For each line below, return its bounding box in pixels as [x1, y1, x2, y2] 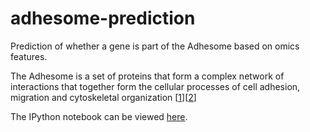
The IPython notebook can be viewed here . [10, 110, 188, 122]
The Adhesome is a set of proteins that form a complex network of [10, 70, 285, 82]
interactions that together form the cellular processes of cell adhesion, [10, 80, 301, 92]
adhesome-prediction [10, 7, 196, 30]
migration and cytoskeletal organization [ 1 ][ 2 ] [10, 91, 197, 103]
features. [10, 50, 48, 62]
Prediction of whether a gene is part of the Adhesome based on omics [10, 40, 300, 52]
